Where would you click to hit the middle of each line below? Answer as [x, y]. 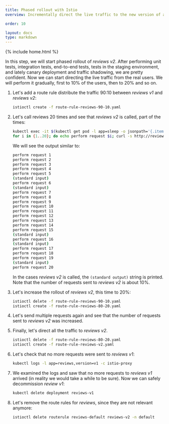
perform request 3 [32, 164]
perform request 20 [33, 267]
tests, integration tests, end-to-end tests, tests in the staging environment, [82, 67]
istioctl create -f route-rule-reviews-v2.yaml [63, 345]
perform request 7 [32, 192]
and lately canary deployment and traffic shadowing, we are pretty [74, 72]
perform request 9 [32, 202]
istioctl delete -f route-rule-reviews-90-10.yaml [67, 301]
